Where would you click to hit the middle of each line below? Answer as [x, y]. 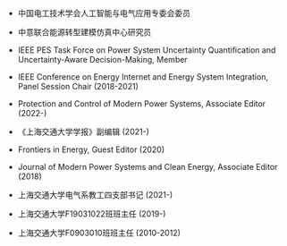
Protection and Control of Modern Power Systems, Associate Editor [142, 104]
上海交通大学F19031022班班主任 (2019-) [92, 214]
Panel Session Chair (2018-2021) [78, 86]
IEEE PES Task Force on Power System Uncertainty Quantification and [147, 50]
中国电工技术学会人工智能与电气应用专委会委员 [104, 13]
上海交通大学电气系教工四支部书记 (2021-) [95, 195]
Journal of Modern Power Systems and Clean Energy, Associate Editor [148, 167]
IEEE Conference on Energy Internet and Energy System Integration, [143, 77]
